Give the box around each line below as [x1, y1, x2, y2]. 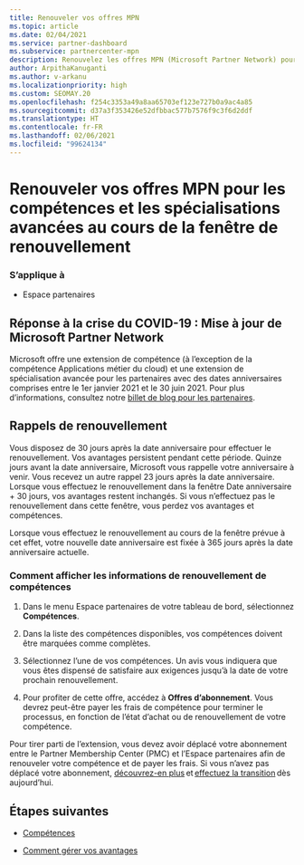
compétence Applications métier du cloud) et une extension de [9, 363, 244, 374]
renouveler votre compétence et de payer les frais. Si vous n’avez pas [9, 758, 270, 769]
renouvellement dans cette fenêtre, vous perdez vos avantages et [9, 500, 255, 511]
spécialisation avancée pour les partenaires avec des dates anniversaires [9, 373, 282, 384]
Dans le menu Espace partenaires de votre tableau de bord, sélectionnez [22, 601, 295, 612]
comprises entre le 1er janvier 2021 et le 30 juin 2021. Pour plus [9, 382, 245, 394]
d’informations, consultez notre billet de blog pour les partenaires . [9, 392, 256, 403]
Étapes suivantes [9, 803, 109, 819]
